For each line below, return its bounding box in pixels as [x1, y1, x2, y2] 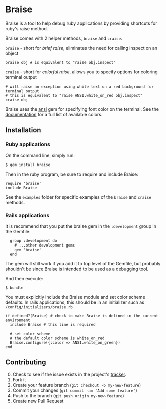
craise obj [5, 97, 28, 102]
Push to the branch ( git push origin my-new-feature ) [12, 392, 124, 398]
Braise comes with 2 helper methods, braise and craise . [5, 35, 122, 41]
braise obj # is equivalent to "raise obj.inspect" [5, 60, 116, 65]
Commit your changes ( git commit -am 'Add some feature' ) [12, 387, 137, 393]
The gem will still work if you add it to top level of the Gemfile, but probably [5, 260, 161, 266]
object [5, 50, 19, 56]
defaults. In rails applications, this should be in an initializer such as [5, 299, 145, 305]
